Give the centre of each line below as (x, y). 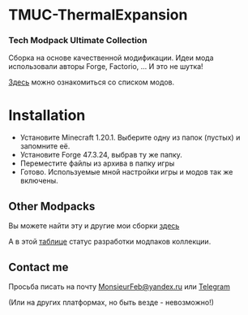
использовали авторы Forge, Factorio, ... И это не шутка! (106, 67)
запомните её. (45, 146)
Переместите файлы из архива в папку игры (97, 163)
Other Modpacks (52, 206)
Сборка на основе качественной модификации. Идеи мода (111, 58)
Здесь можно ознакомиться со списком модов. (92, 82)
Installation (47, 115)
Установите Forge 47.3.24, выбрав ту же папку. (101, 155)
